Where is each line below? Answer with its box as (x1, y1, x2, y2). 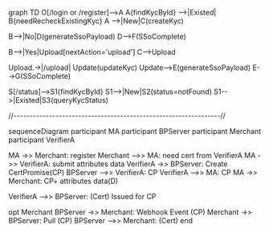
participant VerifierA (8, 135, 75, 144)
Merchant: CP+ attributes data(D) (8, 177, 119, 185)
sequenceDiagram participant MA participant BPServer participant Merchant (8, 127, 262, 136)
